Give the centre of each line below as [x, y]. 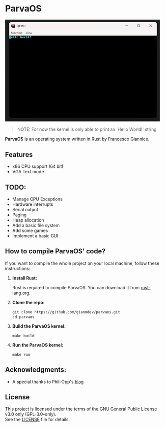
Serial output [25, 209]
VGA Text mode [28, 172]
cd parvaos [23, 317]
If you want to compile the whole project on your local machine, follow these [82, 263]
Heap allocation [28, 220]
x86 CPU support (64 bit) [38, 166]
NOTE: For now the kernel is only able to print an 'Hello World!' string [87, 129]
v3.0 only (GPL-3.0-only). [31, 414]
